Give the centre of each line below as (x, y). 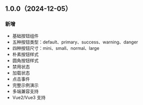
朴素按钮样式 (25, 54)
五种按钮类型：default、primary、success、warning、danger (75, 42)
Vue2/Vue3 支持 (29, 97)
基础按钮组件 (25, 35)
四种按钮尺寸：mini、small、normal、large (56, 48)
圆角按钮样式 (25, 60)
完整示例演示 (25, 85)
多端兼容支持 (25, 91)
